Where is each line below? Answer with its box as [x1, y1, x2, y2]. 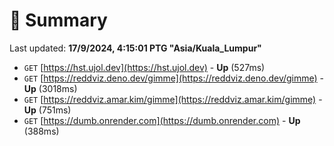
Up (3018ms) [23, 82, 78, 94]
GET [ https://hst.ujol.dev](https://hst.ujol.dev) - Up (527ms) [23, 61, 266, 73]
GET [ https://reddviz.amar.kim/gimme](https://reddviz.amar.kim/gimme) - [23, 93, 323, 105]
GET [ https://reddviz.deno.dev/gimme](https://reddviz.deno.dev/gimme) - [23, 72, 325, 84]
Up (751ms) [23, 104, 72, 116]
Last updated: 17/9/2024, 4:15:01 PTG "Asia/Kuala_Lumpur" [9, 42, 262, 54]
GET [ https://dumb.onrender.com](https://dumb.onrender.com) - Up [23, 114, 301, 126]
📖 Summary [9, 9, 108, 32]
